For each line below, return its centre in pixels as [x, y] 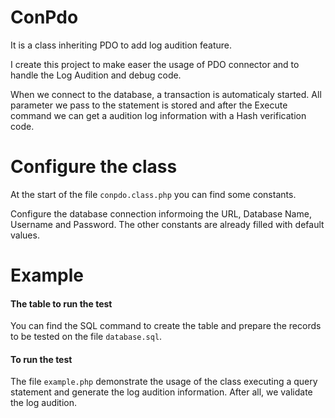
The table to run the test [61, 303]
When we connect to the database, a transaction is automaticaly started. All [166, 94]
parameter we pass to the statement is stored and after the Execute [149, 105]
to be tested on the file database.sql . [86, 337]
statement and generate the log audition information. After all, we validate [161, 392]
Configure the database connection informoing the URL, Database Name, [161, 213]
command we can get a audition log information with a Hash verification [158, 115]
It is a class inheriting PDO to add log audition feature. [121, 45]
